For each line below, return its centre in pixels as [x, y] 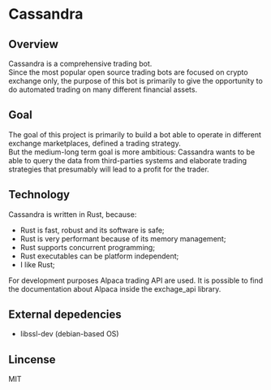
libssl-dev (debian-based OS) [69, 334]
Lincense [32, 360]
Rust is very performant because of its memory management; [123, 238]
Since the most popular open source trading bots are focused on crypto [129, 72]
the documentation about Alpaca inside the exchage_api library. [115, 288]
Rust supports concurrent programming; [88, 247]
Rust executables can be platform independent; [99, 256]
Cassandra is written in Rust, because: [73, 214]
